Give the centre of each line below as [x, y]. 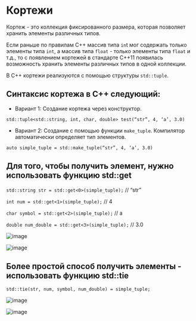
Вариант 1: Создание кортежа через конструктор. [78, 109]
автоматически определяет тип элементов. [70, 137]
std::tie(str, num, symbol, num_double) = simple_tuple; [78, 289]
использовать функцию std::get [69, 176]
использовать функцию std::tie [68, 275]
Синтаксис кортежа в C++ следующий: [83, 94]
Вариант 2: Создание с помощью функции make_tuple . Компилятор [100, 130]
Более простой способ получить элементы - [94, 266]
